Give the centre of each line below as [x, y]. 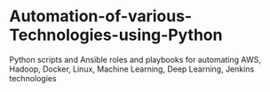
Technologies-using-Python [116, 35]
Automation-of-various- [101, 16]
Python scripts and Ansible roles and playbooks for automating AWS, [135, 59]
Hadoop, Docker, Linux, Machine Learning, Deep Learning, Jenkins [132, 69]
